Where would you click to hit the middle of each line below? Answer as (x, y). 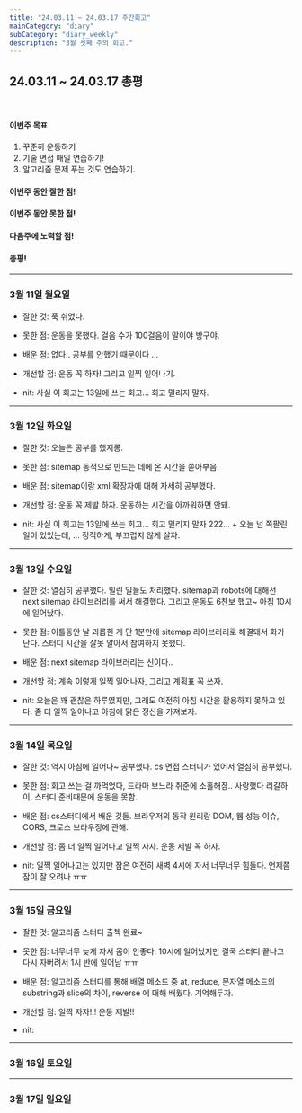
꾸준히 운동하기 (49, 147)
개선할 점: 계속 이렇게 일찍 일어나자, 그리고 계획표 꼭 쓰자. (123, 681)
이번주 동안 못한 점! (43, 214)
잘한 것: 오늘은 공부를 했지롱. (73, 447)
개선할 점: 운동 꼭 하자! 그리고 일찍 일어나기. (99, 373)
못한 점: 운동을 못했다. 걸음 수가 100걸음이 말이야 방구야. (121, 335)
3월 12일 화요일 (40, 426)
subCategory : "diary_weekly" (64, 34)
